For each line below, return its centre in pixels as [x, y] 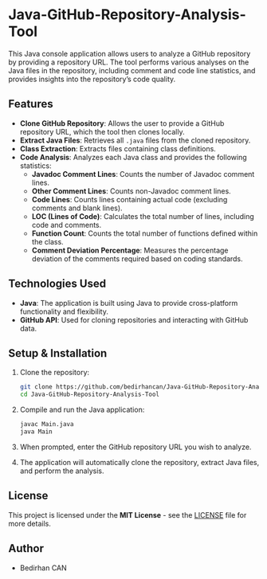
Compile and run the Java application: [82, 410]
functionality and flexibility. [64, 311]
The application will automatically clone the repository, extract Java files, [139, 462]
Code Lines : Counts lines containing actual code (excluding [130, 199]
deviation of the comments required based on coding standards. [137, 258]
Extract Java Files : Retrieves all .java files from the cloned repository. [135, 140]
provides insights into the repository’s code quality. [92, 79]
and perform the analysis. [62, 471]
